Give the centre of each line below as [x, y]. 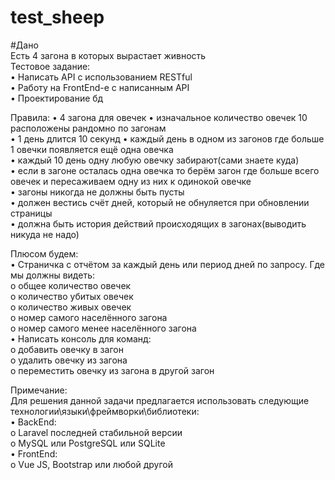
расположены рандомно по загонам [88, 128]
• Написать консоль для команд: [81, 338]
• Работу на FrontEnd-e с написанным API [100, 87]
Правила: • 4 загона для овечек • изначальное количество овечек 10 [159, 117]
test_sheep [57, 17]
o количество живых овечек [71, 307]
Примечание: [39, 390]
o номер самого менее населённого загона [103, 328]
